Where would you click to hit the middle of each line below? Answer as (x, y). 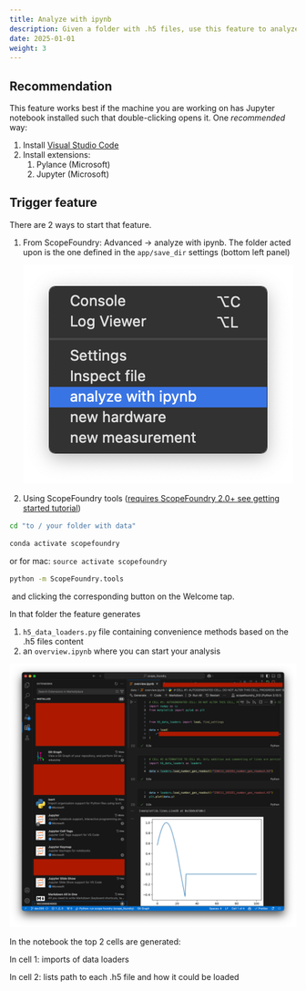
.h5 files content (53, 641)
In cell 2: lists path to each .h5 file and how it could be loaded (124, 977)
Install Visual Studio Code (71, 145)
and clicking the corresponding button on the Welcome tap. (123, 596)
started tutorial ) (52, 508)
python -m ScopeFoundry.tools (67, 579)
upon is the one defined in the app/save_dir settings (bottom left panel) (156, 252)
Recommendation (61, 86)
